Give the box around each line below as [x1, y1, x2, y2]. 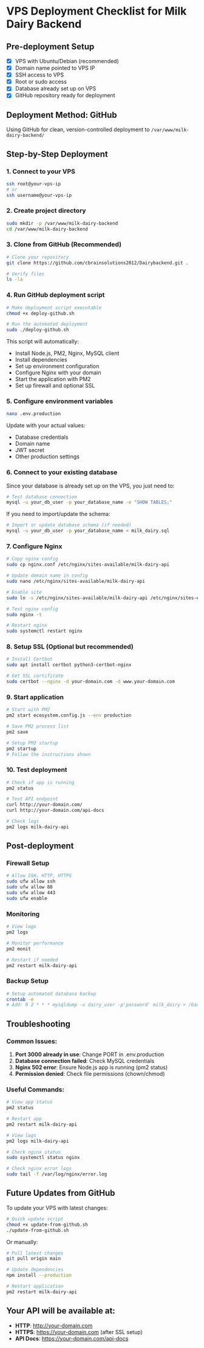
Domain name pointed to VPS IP [15, 64, 95, 72]
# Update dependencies [6, 1267, 64, 1273]
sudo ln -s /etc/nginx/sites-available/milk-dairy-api [6, 594, 148, 601]
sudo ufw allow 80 [6, 884, 53, 890]
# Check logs [6, 819, 39, 825]
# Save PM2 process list [6, 723, 69, 729]
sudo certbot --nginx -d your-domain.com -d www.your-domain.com [6, 679, 175, 685]
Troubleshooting [6, 1019, 71, 1029]
